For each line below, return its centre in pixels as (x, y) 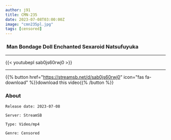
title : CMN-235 (21, 15)
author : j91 (18, 10)
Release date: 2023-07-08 (33, 106)
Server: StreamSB (24, 115)
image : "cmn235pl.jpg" (29, 24)
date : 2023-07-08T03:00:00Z (35, 19)
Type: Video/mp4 (22, 124)
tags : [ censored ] (24, 29)
